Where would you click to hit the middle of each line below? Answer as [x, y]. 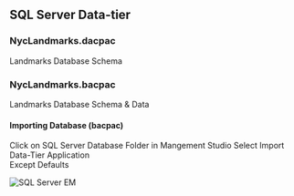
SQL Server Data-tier [70, 15]
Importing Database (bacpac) [67, 125]
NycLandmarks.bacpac [63, 84]
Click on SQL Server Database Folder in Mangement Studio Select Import [147, 146]
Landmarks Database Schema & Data [79, 104]
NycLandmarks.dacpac [63, 41]
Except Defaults [39, 165]
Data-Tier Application [49, 155]
